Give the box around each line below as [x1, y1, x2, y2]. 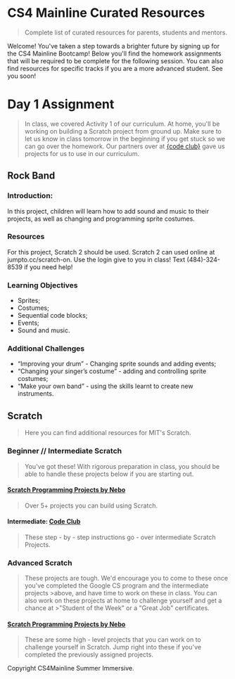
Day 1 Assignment [7, 96, 115, 112]
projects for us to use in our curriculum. [24, 149, 139, 157]
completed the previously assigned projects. [24, 650, 153, 659]
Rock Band [7, 170, 56, 182]
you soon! [7, 72, 37, 80]
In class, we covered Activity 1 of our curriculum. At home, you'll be [24, 119, 220, 128]
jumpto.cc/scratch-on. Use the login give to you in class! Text [7, 255, 186, 264]
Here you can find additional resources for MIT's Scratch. [24, 429, 191, 437]
